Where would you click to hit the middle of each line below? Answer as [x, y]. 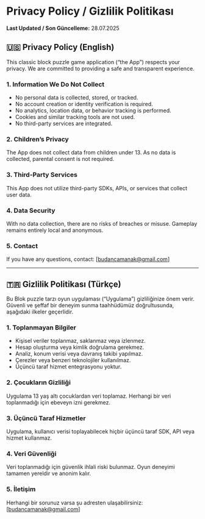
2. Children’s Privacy [38, 139]
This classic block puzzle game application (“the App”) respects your [93, 62]
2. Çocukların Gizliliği [39, 382]
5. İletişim [21, 489]
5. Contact [22, 246]
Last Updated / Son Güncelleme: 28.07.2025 [63, 28]
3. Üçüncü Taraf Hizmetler [46, 418]
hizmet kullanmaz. [29, 438]
